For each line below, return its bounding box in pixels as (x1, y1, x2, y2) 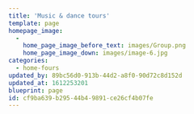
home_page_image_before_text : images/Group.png (23, 42, 186, 50)
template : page (8, 19, 60, 27)
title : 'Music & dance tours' (8, 11, 111, 20)
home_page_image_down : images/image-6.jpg (23, 49, 168, 57)
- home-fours (15, 64, 60, 72)
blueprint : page (8, 86, 63, 95)
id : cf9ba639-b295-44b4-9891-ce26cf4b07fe (8, 94, 154, 102)
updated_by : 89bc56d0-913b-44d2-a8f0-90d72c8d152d (8, 71, 183, 79)
